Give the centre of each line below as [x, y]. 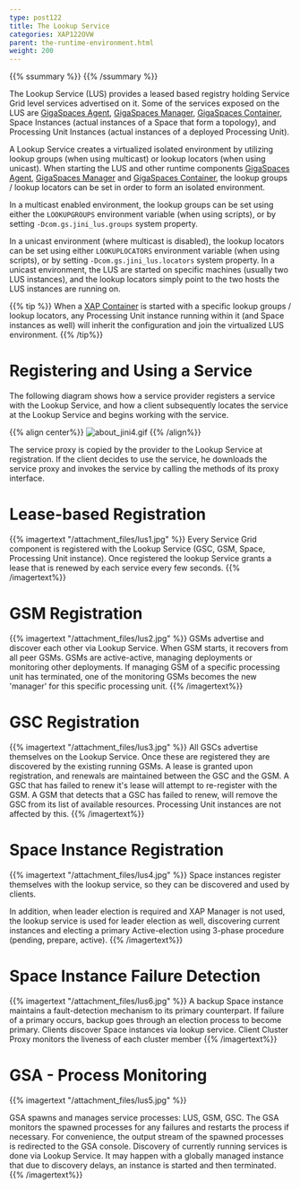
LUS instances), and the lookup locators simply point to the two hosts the [145, 280]
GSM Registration [76, 614]
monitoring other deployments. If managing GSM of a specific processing [145, 667]
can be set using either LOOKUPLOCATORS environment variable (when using [145, 251]
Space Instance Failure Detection [135, 976]
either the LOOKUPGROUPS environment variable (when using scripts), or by [142, 214]
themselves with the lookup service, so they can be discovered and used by [150, 884]
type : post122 [36, 17]
